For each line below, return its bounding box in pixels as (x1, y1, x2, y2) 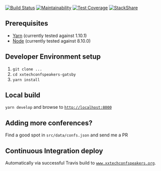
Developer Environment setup (5, 53, 101, 61)
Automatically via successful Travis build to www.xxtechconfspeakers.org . (5, 160, 156, 166)
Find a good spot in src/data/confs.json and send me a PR (5, 132, 128, 138)
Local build (5, 91, 41, 100)
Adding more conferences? (5, 118, 93, 127)
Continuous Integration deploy (5, 146, 103, 155)
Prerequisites (5, 19, 48, 28)
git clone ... (12, 67, 42, 72)
